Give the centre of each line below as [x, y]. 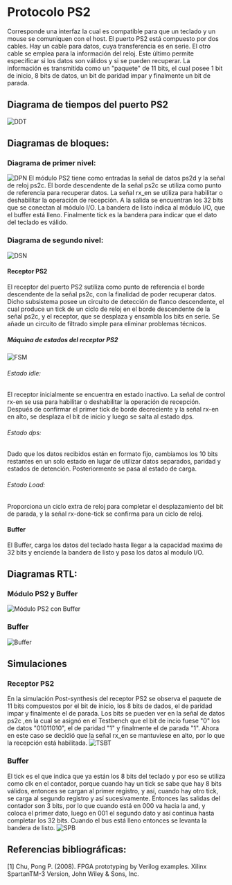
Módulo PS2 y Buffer [43, 594]
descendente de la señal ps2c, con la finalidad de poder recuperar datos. [112, 294]
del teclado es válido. [37, 222]
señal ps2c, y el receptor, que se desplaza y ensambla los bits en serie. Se [114, 316]
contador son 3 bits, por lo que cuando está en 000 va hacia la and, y [106, 805]
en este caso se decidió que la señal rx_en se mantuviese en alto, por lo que [116, 736]
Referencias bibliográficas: [67, 850]
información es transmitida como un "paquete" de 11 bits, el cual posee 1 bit [115, 68]
